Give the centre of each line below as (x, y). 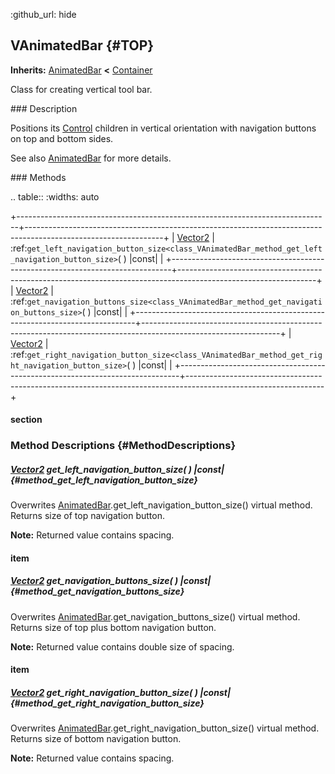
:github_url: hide (43, 14)
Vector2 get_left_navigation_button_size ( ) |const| (117, 469)
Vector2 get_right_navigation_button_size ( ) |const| (121, 693)
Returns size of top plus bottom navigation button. (113, 627)
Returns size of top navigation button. (87, 516)
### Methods (38, 177)
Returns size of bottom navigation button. (96, 739)
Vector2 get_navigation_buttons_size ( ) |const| (111, 581)
